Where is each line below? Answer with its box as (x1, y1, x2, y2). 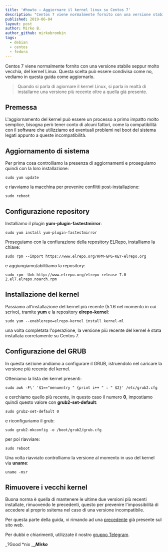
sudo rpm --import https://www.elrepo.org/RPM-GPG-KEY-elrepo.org (5, 254, 146, 259)
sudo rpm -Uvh (5, 272, 35, 277)
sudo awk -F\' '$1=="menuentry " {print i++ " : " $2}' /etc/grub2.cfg (5, 385, 157, 390)
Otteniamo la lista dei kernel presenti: (5, 375, 82, 381)
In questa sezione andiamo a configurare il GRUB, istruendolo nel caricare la (5, 360, 162, 366)
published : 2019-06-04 (5, 17, 52, 22)
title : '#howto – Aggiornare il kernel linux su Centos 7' (5, 7, 131, 13)
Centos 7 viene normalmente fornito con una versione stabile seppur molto (5, 63, 159, 69)
